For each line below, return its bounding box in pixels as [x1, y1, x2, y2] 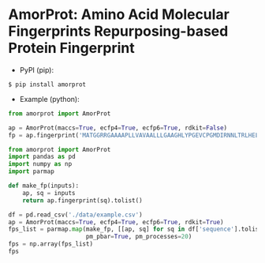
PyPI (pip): [19, 65, 54, 74]
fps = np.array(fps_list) [8, 240, 93, 248]
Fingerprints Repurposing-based [8, 22, 229, 40]
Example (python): [19, 94, 80, 103]
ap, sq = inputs [22, 189, 77, 197]
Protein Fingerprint [8, 39, 136, 57]
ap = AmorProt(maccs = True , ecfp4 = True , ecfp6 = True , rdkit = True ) [8, 218, 224, 226]
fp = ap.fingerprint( [8, 131, 80, 139]
